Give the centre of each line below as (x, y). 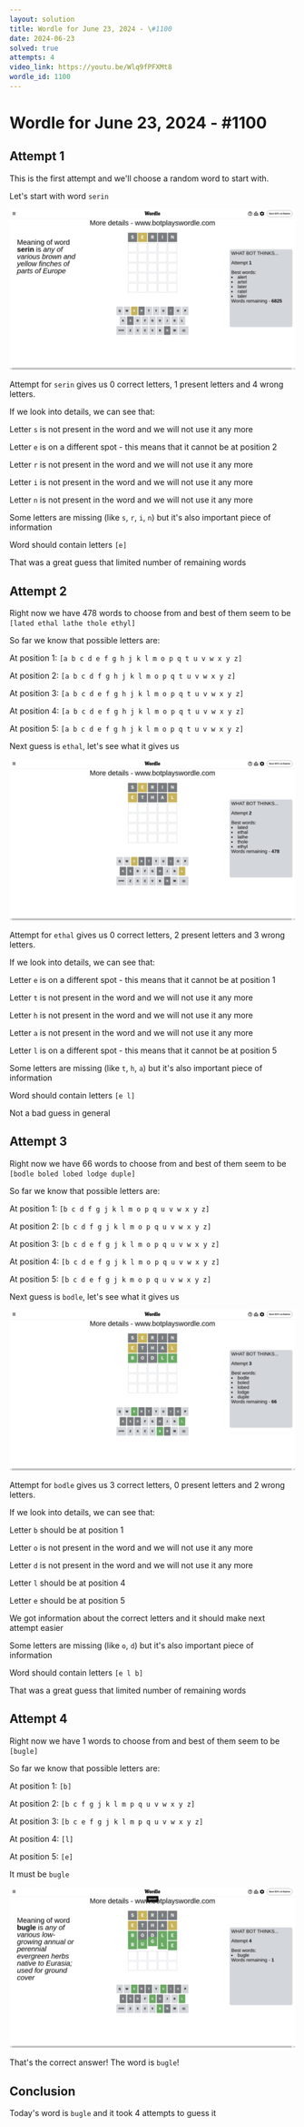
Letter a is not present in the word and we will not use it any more (132, 1032)
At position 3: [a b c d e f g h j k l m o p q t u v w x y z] (127, 694)
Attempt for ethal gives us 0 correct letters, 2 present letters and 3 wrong (147, 935)
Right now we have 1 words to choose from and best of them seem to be (145, 1741)
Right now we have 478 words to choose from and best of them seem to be (151, 613)
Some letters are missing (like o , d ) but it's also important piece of (132, 1646)
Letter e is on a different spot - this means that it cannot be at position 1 (142, 979)
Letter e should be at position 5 (67, 1600)
